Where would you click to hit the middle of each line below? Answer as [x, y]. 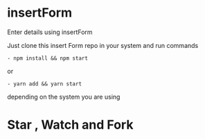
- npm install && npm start [48, 58]
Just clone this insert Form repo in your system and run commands [103, 45]
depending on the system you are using [64, 97]
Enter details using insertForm [50, 32]
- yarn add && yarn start [44, 84]
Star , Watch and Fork [70, 125]
